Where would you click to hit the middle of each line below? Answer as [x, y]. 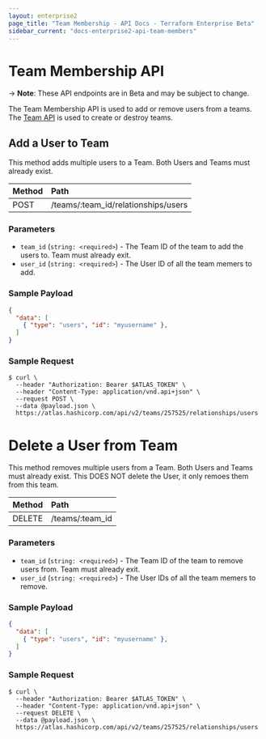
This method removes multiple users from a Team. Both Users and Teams [131, 468]
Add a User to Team [59, 143]
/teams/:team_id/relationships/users [120, 205]
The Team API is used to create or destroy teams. [91, 117]
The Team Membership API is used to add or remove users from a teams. [130, 109]
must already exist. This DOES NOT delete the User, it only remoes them [129, 476]
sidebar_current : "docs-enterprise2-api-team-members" [103, 31]
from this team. [34, 485]
